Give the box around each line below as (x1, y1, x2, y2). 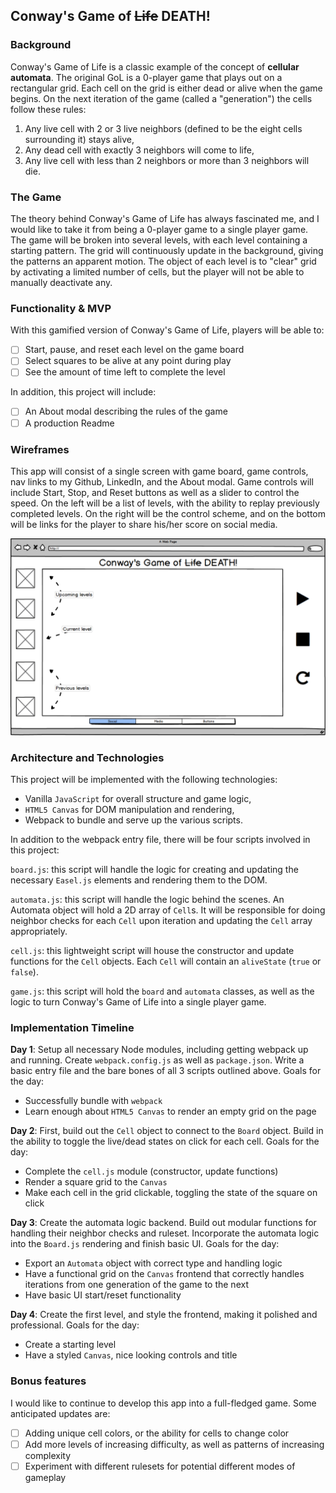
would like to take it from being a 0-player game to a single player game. (10, 223, 309, 235)
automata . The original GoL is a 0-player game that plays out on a (10, 71, 283, 83)
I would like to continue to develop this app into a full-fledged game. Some (10, 1397, 317, 1409)
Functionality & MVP (10, 301, 112, 315)
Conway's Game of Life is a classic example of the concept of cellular (10, 60, 300, 73)
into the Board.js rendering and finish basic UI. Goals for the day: (10, 1238, 280, 1250)
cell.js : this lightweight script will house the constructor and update (10, 945, 295, 957)
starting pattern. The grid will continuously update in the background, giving (10, 244, 324, 256)
